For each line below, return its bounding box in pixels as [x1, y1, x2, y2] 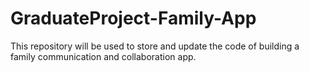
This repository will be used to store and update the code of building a [10, 40, 300, 52]
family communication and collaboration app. [10, 50, 197, 62]
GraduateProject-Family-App [10, 7, 257, 30]
